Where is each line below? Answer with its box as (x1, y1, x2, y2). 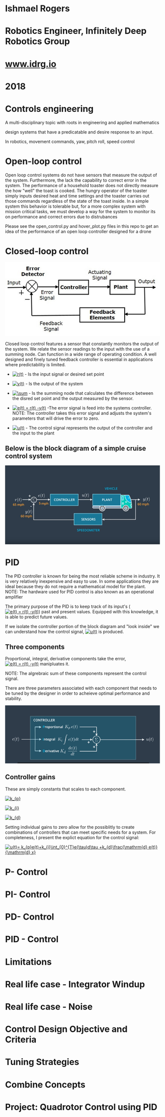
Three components (5, 643, 65, 651)
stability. (5, 696, 22, 702)
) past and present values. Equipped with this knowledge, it (38, 608, 159, 614)
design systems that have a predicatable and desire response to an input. (5, 129, 154, 135)
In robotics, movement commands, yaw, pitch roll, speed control (5, 138, 135, 144)
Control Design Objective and (5, 1024, 128, 1035)
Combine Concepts (5, 1079, 86, 1090)
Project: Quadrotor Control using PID (5, 1101, 158, 1113)
